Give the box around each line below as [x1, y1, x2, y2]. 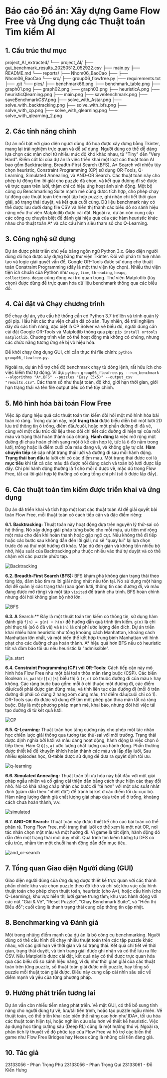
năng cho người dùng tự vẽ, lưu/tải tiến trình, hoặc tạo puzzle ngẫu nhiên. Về [5, 1007, 163, 1013]
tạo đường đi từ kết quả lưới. [5, 707, 63, 713]
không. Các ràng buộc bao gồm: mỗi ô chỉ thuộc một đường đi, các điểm [5, 681, 155, 687]
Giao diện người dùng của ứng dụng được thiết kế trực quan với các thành [5, 877, 157, 883]
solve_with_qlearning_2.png [5, 113, 62, 119]
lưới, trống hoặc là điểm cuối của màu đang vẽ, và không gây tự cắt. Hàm [5, 444, 156, 450]
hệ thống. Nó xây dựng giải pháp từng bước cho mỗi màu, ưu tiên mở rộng [5, 527, 158, 533]
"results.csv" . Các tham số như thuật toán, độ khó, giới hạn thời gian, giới [5, 379, 158, 385]
